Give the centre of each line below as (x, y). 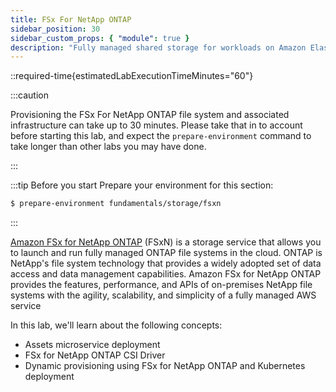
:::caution (30, 95)
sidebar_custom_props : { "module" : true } (100, 38)
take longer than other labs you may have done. (108, 147)
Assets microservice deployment (92, 345)
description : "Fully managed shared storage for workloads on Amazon (158, 47)
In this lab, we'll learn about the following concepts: (116, 325)
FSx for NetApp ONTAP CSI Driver (95, 355)
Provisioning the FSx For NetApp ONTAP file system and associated (150, 115)
